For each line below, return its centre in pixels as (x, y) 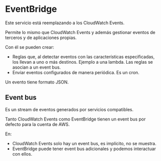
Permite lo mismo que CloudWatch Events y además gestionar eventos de (80, 32)
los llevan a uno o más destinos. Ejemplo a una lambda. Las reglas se (82, 62)
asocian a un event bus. (36, 67)
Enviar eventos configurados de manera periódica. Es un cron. (76, 72)
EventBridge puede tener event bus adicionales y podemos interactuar (84, 149)
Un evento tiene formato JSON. (37, 82)
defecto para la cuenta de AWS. (38, 124)
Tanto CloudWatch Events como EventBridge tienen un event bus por (75, 119)
